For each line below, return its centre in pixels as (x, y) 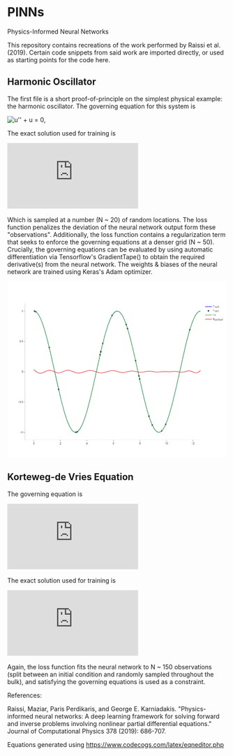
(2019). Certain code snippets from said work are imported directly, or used (116, 52)
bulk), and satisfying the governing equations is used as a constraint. (106, 681)
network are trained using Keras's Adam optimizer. (80, 271)
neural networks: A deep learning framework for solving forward (127, 716)
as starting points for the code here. (59, 59)
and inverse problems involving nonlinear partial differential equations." (110, 723)
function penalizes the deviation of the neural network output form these (112, 227)
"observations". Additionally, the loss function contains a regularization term (116, 234)
